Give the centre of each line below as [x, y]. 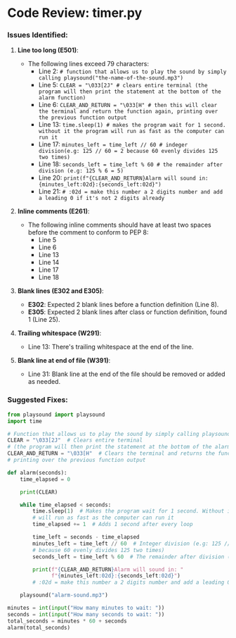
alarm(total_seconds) [39, 627]
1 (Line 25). [44, 320]
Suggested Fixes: [38, 400]
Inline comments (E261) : [53, 211]
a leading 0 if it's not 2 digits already [101, 199]
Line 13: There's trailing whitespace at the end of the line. [111, 347]
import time [25, 421]
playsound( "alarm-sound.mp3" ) [64, 595]
